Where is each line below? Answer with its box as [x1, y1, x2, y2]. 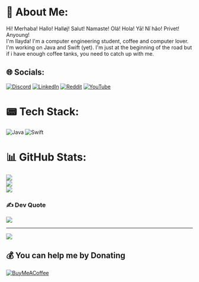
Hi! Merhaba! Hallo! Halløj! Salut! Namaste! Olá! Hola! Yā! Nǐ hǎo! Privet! [6, 25, 179, 32]
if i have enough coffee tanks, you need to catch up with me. [6, 50, 154, 57]
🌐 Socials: [6, 68, 45, 78]
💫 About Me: [6, 5, 69, 19]
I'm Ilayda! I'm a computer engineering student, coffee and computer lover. [6, 37, 189, 44]
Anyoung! [6, 31, 30, 38]
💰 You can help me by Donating [6, 251, 126, 261]
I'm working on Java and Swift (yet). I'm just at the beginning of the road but [6, 44, 192, 51]
